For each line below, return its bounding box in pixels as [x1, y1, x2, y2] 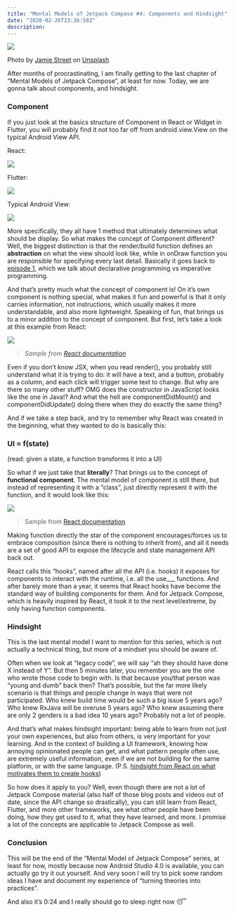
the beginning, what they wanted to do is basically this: [7, 421, 166, 429]
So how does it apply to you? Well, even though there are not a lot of [7, 783, 206, 792]
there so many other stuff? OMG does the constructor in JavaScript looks [7, 385, 220, 393]
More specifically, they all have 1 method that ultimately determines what [7, 226, 218, 235]
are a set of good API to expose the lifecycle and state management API [7, 546, 216, 554]
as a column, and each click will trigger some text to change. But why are [7, 377, 219, 386]
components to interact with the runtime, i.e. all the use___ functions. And [7, 574, 219, 583]
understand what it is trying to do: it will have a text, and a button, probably [7, 370, 224, 379]
